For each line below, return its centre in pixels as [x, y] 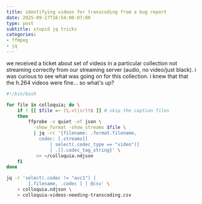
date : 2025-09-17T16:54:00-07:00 [49, 18]
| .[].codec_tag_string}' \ [85, 150]
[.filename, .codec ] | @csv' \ [69, 184]
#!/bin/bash [21, 94]
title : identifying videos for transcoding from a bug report [86, 12]
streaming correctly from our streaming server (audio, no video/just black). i [101, 69]
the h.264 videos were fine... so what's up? [60, 82]
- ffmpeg [17, 40]
